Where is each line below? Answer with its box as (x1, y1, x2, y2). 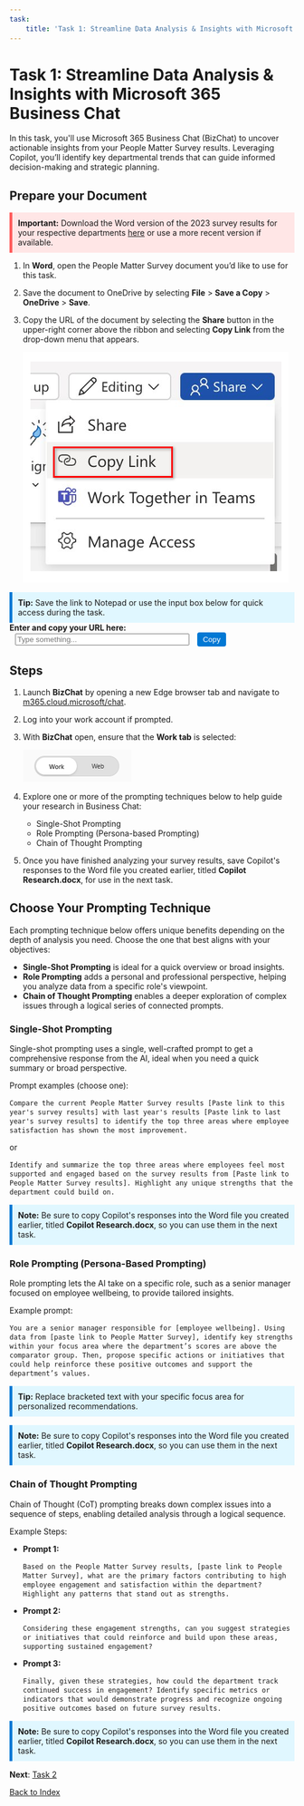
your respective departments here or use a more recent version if (17, 228, 261, 238)
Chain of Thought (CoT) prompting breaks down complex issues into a (9, 1499, 271, 1510)
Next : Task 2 (9, 1769, 57, 1780)
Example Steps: (9, 1526, 68, 1537)
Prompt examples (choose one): (9, 1080, 129, 1092)
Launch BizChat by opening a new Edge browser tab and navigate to (22, 687, 280, 698)
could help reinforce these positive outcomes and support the (9, 1360, 253, 1369)
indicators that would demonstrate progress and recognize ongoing (22, 1694, 282, 1704)
